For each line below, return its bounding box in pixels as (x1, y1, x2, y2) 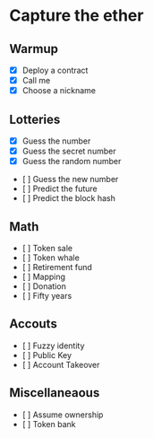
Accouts (9, 316, 58, 332)
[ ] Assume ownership (21, 409, 104, 420)
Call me (21, 75, 51, 86)
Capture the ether (9, 5, 144, 26)
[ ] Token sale (21, 243, 73, 253)
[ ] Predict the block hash (21, 193, 116, 204)
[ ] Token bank (21, 418, 76, 429)
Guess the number (21, 136, 91, 146)
